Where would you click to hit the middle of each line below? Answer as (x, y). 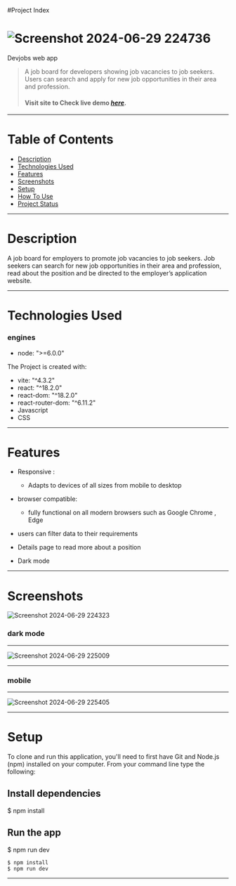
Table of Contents (60, 139)
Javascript (33, 410)
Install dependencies (54, 794)
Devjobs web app (33, 58)
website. (20, 281)
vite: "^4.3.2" (36, 380)
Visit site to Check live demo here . (75, 103)
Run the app (34, 833)
